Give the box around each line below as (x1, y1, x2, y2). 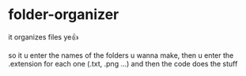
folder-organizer (8, 6, 119, 24)
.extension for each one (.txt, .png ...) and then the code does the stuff (8, 59, 238, 68)
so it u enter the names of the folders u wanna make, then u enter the (8, 50, 234, 60)
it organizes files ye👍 (8, 32, 79, 41)
